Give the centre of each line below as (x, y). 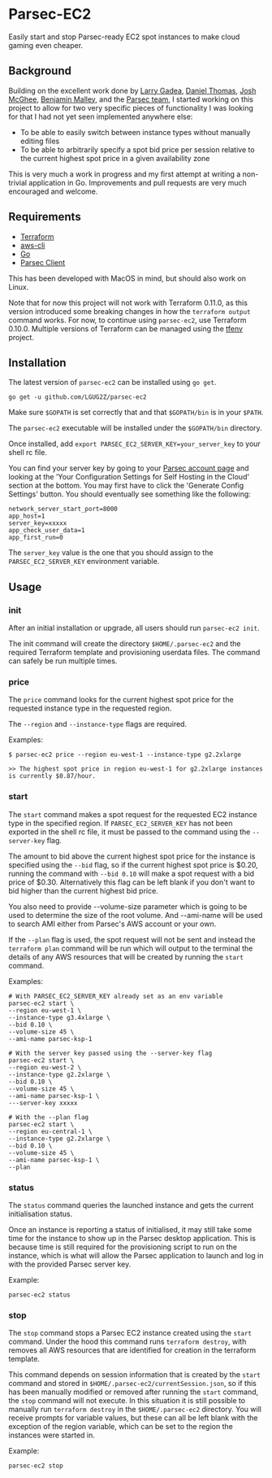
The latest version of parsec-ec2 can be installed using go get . (112, 383)
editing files (40, 141)
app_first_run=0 (36, 538)
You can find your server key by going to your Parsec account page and (129, 468)
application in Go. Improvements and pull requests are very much (138, 182)
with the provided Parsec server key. (70, 1264)
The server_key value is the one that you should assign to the (111, 553)
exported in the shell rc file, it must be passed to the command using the (130, 832)
